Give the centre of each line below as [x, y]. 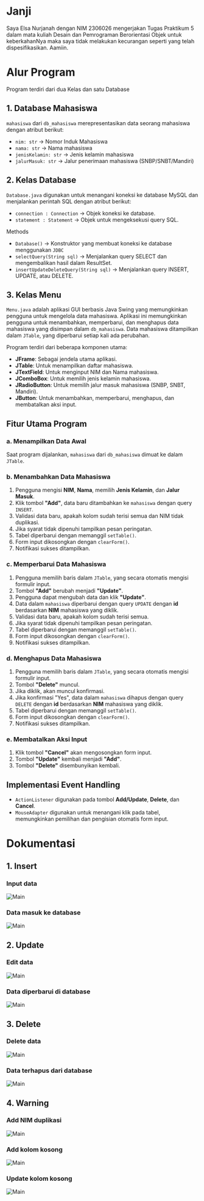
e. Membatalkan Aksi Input [47, 739]
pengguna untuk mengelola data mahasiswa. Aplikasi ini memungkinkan [97, 316]
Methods [18, 231]
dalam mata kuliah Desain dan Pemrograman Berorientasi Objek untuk [94, 34]
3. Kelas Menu [34, 295]
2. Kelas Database [41, 180]
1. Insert [22, 866]
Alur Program [41, 72]
